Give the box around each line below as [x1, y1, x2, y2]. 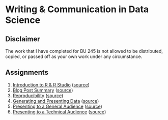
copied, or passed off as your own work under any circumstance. [5, 53, 143, 59]
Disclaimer [5, 35, 40, 43]
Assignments [5, 68, 49, 77]
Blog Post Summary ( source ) [12, 87, 73, 93]
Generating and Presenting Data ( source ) [12, 98, 99, 104]
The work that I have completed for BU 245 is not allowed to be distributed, [5, 48, 163, 54]
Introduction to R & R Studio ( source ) [12, 81, 90, 87]
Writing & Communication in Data [5, 4, 149, 15]
